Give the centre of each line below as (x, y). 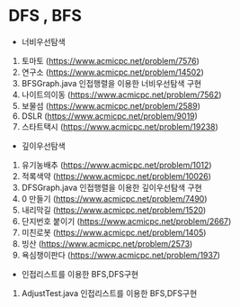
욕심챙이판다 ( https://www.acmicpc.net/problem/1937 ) (121, 255)
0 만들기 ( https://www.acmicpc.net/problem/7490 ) (114, 198)
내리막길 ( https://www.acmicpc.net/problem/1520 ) (114, 210)
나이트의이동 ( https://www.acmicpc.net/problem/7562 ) (121, 95)
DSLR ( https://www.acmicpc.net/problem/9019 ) (110, 116)
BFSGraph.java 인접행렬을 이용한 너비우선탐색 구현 (111, 83)
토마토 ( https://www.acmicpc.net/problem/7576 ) (110, 60)
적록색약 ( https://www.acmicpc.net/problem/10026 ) (116, 176)
